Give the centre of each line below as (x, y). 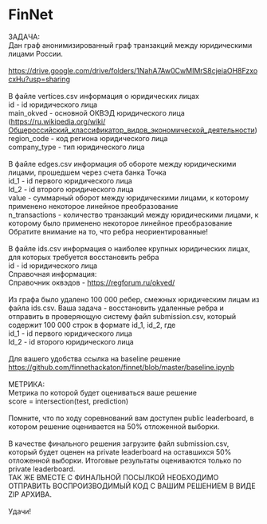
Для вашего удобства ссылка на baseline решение (94, 359)
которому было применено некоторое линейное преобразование (120, 223)
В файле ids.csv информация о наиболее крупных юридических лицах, (130, 248)
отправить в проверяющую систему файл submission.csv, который (122, 316)
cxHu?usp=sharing (39, 79)
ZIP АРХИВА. (30, 494)
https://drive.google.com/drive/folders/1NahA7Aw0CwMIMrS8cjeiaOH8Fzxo (133, 70)
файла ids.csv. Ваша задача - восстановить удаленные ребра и (116, 308)
